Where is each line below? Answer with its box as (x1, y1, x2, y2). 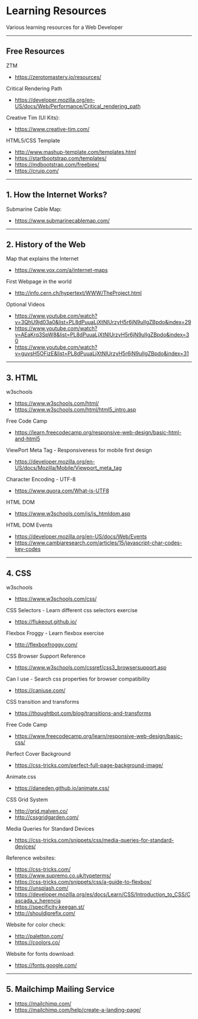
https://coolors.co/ (14, 939, 61, 946)
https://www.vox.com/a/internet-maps (14, 267, 108, 274)
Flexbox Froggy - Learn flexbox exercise (6, 630, 104, 636)
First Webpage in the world (6, 278, 72, 285)
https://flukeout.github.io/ (14, 618, 77, 625)
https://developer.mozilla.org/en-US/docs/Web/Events (14, 533, 147, 540)
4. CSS (6, 568, 31, 578)
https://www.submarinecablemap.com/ (14, 217, 110, 224)
